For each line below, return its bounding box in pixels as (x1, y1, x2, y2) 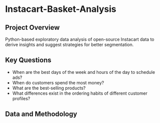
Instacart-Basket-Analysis (5, 3, 116, 15)
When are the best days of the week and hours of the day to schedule (12, 69, 155, 75)
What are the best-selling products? (12, 85, 86, 91)
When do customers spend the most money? (12, 79, 104, 85)
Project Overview (5, 23, 60, 32)
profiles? (12, 95, 31, 101)
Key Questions (5, 56, 52, 64)
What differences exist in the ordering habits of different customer (12, 90, 148, 96)
